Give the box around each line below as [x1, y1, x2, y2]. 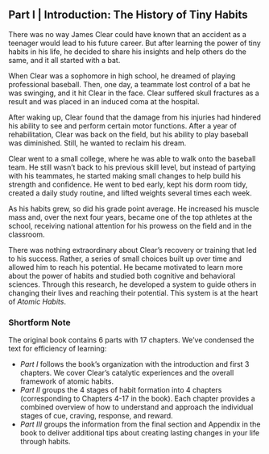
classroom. [8, 229, 46, 239]
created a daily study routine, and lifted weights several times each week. [8, 187, 252, 198]
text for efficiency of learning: [8, 344, 107, 354]
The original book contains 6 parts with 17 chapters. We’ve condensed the [8, 335, 255, 345]
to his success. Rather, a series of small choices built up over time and [8, 254, 242, 263]
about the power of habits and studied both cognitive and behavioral [8, 271, 236, 280]
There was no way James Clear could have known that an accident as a [8, 29, 247, 39]
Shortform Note [8, 317, 71, 328]
